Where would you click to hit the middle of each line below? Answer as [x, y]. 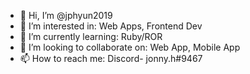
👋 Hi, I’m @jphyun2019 [66, 15]
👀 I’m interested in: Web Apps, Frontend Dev [111, 26]
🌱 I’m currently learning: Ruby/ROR [91, 36]
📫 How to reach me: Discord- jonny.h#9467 [111, 58]
